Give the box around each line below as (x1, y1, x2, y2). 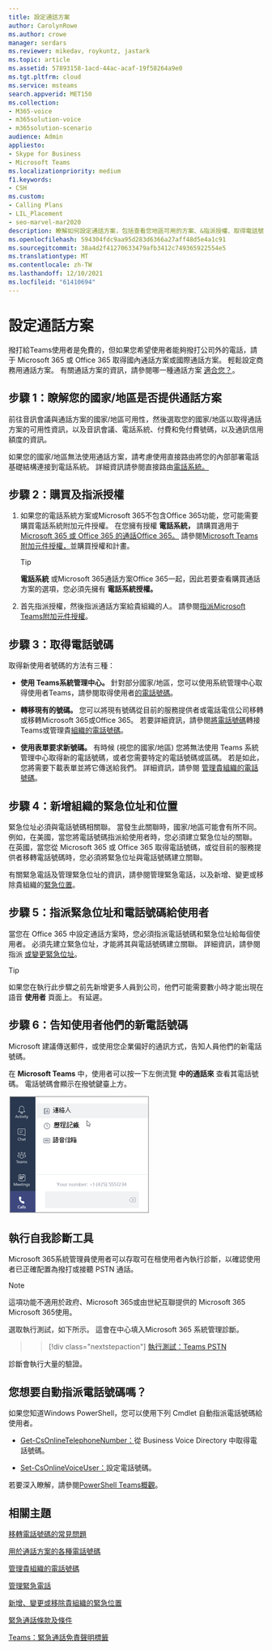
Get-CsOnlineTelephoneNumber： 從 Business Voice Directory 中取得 (19, 1435, 251, 1446)
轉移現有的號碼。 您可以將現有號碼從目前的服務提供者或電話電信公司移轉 (19, 705, 264, 715)
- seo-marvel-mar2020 (8, 218, 82, 226)
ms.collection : (8, 98, 60, 107)
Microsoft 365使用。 (8, 1307, 77, 1317)
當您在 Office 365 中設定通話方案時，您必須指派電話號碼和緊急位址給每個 (8, 929, 253, 938)
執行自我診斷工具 (8, 1231, 94, 1245)
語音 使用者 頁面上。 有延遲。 (8, 992, 107, 1002)
